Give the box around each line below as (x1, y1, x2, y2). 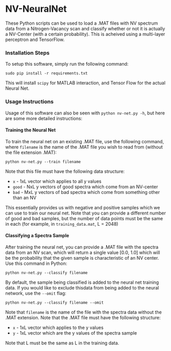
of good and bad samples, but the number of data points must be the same (5, 215, 163, 221)
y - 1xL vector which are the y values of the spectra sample (12, 329, 137, 336)
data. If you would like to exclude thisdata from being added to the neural (5, 284, 159, 290)
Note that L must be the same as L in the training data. (5, 340, 119, 346)
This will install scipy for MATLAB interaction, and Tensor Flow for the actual (5, 80, 166, 86)
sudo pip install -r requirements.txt (5, 71, 88, 76)
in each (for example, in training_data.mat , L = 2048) (5, 221, 118, 227)
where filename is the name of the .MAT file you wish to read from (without (5, 144, 163, 150)
